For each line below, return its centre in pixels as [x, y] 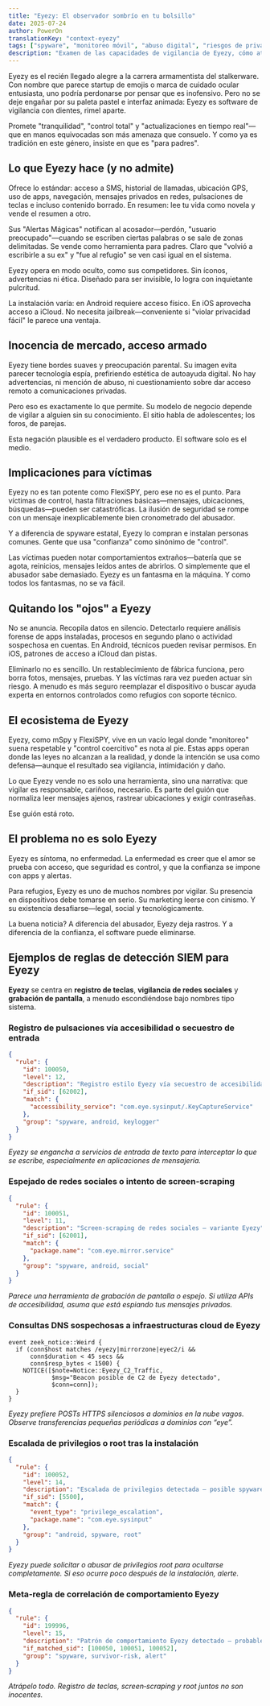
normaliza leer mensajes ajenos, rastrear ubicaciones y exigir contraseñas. [132, 798]
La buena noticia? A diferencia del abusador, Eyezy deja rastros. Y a [121, 924]
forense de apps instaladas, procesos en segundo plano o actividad [121, 636]
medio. [20, 447]
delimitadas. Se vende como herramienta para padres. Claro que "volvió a [131, 246]
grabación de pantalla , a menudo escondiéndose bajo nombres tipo [121, 998]
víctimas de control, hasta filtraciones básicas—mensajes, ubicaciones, [127, 501]
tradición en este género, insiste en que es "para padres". [104, 143]
